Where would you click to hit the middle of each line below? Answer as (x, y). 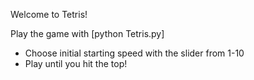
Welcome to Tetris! (49, 14)
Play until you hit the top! (76, 63)
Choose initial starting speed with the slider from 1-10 (134, 53)
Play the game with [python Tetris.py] (87, 33)
